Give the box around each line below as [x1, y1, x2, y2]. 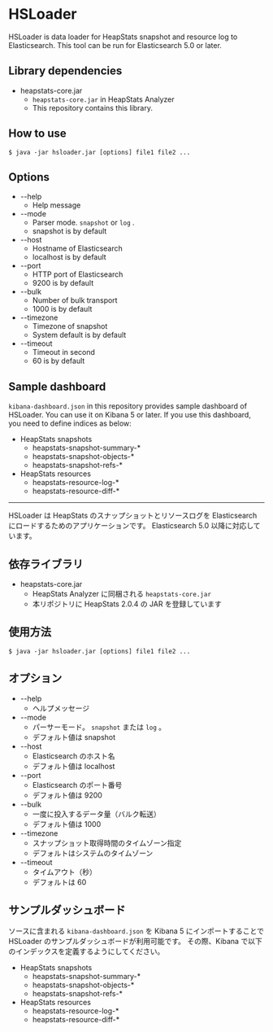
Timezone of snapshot [32, 321, 108, 331]
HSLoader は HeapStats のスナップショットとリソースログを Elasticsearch [8, 510, 258, 521]
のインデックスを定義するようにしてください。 [8, 947, 165, 956]
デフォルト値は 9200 [32, 790, 103, 800]
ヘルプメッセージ [32, 703, 90, 713]
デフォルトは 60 [32, 877, 87, 887]
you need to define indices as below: [8, 418, 132, 428]
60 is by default [32, 356, 85, 366]
